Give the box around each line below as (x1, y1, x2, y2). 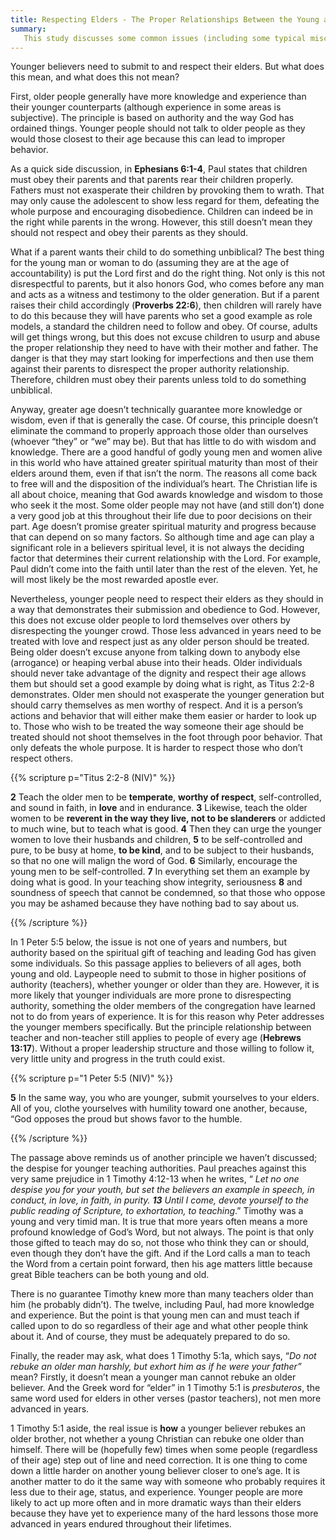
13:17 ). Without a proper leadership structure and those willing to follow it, (10, 1042, 315, 1055)
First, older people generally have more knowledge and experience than (10, 91, 307, 103)
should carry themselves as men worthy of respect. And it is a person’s (10, 699, 303, 711)
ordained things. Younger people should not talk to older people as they (10, 122, 306, 135)
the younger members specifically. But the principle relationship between (10, 1021, 312, 1033)
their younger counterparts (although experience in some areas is (10, 101, 282, 113)
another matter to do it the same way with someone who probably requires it (10, 1476, 326, 1488)
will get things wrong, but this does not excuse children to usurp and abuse (10, 331, 321, 343)
